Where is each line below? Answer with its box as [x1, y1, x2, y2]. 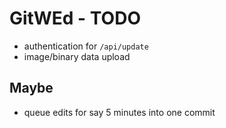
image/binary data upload [23, 50, 131, 62]
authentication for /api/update [23, 40, 149, 52]
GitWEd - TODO [9, 7, 141, 30]
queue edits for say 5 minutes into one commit [23, 106, 216, 118]
